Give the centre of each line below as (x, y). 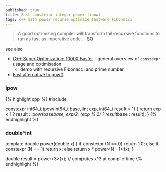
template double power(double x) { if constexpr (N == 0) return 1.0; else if (82, 143)
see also (14, 49)
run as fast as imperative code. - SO (55, 39)
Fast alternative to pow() (38, 75)
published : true (22, 10)
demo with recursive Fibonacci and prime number (72, 69)
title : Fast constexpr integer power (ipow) (53, 15)
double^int (18, 133)
